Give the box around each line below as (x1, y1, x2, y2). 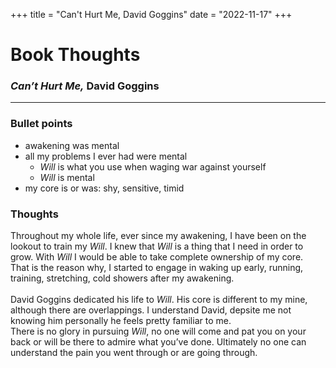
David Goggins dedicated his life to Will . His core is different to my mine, (10, 294, 308, 306)
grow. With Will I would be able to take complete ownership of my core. (10, 251, 304, 263)
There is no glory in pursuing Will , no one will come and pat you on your (10, 325, 307, 338)
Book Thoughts (10, 44, 141, 66)
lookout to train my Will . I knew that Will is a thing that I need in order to (10, 240, 304, 253)
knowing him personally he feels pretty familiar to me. (10, 315, 232, 327)
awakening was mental (24, 139, 120, 151)
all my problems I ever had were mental (24, 150, 188, 162)
